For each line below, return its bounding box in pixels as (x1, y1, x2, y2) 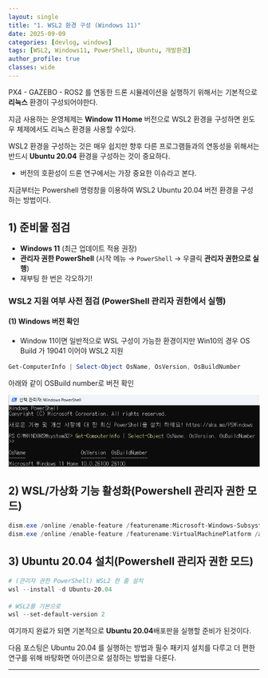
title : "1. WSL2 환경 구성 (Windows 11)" (8, 21, 141, 30)
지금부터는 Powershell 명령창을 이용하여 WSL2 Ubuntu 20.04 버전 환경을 (8, 184, 239, 195)
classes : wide (8, 64, 56, 72)
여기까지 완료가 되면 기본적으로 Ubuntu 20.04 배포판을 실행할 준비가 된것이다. (8, 626, 251, 636)
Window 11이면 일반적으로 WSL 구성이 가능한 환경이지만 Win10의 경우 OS (19, 335, 250, 345)
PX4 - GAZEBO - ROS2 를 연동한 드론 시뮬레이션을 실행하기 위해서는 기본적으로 (8, 87, 258, 97)
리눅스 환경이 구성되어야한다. (8, 97, 98, 107)
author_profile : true (8, 55, 81, 63)
